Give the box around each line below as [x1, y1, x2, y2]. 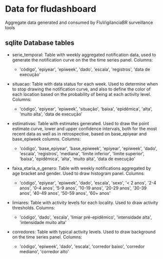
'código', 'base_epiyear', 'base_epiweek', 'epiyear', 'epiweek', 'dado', [19, 145, 158, 151]
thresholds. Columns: [12, 204, 55, 210]
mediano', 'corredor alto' [19, 248, 69, 254]
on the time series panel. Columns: [12, 234, 82, 240]
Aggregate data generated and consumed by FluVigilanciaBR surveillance [5, 19, 153, 25]
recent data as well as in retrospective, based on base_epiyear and [12, 130, 147, 137]
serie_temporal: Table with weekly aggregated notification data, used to [12, 52, 156, 57]
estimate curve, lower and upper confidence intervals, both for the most [12, 126, 157, 131]
